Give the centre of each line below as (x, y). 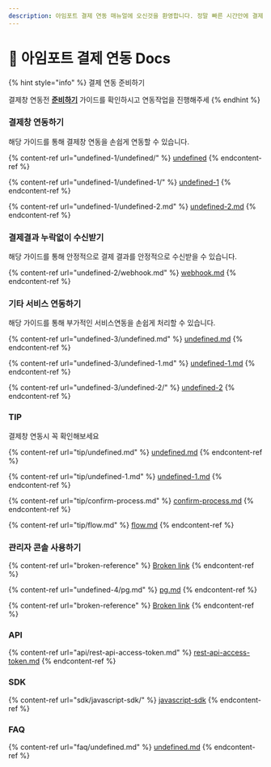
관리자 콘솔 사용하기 (45, 547)
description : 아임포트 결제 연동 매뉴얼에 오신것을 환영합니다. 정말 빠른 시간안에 (129, 16)
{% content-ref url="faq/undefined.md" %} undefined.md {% (110, 747)
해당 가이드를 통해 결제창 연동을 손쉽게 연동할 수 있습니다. (99, 142)
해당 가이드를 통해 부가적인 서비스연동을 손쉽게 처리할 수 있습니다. (112, 323)
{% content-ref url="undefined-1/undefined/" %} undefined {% (114, 158)
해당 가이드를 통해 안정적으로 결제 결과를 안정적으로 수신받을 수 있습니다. (123, 256)
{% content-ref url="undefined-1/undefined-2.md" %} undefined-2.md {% (132, 206)
